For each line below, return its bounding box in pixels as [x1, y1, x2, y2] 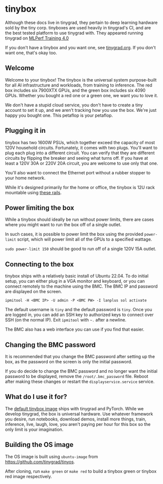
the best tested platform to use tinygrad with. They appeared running [5, 30, 144, 36]
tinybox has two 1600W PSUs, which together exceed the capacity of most [5, 139, 155, 145]
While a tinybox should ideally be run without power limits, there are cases [5, 216, 154, 223]
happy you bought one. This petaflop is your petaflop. [5, 112, 113, 118]
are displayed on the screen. [5, 289, 62, 295]
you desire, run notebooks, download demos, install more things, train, [5, 416, 146, 422]
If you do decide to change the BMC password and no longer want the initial [5, 368, 158, 374]
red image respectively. [5, 473, 52, 479]
